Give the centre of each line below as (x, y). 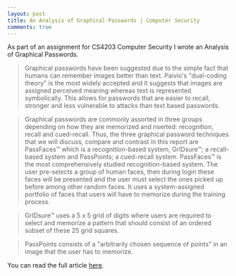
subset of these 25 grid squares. (72, 231)
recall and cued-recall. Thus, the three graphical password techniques (126, 134)
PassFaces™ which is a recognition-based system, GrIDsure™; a (117, 150)
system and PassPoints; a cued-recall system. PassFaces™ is (133, 157)
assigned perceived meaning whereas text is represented (108, 91)
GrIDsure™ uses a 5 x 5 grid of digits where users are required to (118, 215)
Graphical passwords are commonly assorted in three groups (113, 119)
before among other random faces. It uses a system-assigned (114, 187)
